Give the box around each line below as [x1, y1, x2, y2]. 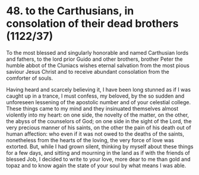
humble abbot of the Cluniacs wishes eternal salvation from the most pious [6, 61, 190, 69]
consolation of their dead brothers [6, 17, 179, 30]
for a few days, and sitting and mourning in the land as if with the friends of [6, 149, 190, 156]
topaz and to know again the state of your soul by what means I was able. [6, 162, 187, 169]
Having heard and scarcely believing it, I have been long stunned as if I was [6, 86, 191, 93]
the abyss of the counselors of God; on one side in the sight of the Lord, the [6, 117, 192, 124]
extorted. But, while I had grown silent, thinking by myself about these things [6, 143, 194, 150]
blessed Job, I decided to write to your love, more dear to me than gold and [6, 155, 191, 162]
